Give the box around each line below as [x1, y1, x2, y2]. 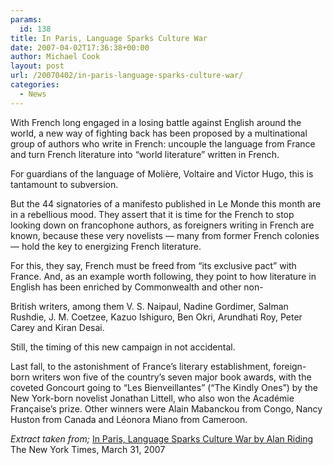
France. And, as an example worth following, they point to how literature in [10, 270, 317, 282]
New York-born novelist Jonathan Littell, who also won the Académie [10, 392, 295, 404]
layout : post [10, 61, 65, 71]
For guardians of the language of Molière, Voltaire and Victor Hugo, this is [10, 167, 314, 180]
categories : [10, 80, 60, 90]
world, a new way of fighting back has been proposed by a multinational [10, 127, 308, 139]
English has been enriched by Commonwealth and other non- [10, 281, 264, 293]
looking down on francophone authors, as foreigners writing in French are [10, 219, 315, 231]
